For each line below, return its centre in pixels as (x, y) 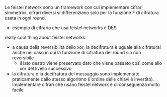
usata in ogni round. (25, 18)
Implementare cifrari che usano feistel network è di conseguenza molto (86, 84)
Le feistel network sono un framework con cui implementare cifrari (74, 7)
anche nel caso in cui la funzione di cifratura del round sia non (76, 53)
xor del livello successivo (46, 68)
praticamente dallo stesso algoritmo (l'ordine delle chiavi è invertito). (83, 79)
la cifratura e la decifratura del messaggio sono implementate (76, 74)
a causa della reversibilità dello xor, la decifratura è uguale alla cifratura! (87, 47)
